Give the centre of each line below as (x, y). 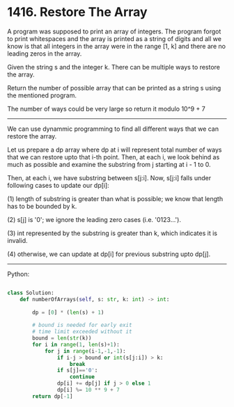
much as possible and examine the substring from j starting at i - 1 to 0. (109, 164)
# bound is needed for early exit (82, 325)
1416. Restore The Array (77, 12)
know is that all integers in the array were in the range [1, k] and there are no (117, 46)
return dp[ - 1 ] (53, 396)
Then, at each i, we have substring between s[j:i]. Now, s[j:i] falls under (109, 177)
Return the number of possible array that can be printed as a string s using (114, 88)
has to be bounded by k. (42, 206)
